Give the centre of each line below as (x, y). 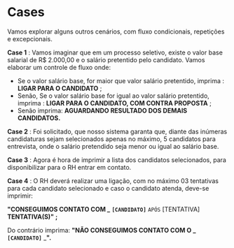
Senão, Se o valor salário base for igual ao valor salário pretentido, (113, 96)
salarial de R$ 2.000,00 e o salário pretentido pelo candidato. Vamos (106, 59)
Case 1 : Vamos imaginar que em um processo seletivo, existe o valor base (115, 52)
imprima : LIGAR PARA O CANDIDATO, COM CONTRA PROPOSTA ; (114, 103)
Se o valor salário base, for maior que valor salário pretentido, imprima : (121, 80)
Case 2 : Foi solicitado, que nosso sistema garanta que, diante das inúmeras (117, 131)
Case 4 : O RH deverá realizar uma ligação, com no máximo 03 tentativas (113, 181)
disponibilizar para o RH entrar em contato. (69, 167)
